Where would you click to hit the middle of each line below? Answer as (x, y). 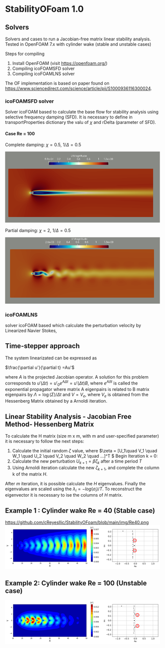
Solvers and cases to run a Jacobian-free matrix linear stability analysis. (78, 39)
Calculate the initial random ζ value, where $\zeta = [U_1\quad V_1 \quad (85, 450)
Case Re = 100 (20, 133)
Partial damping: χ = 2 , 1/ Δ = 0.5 (38, 231)
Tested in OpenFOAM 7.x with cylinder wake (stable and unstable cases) (78, 44)
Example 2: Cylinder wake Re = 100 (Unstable (76, 583)
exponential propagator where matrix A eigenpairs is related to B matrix (77, 389)
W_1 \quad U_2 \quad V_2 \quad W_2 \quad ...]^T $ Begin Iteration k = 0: (85, 456)
